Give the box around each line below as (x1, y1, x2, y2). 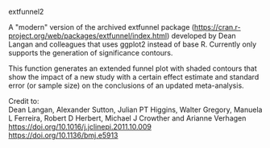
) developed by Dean (166, 31, 236, 40)
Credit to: (8, 97, 39, 105)
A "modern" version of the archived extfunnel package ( (8, 23, 195, 31)
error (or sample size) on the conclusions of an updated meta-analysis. (8, 80, 244, 90)
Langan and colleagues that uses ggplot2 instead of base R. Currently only (8, 39, 257, 49)
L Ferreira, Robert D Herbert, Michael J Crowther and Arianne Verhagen (8, 113, 247, 123)
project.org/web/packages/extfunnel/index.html (8, 31, 168, 40)
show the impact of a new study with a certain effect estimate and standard (8, 72, 260, 81)
